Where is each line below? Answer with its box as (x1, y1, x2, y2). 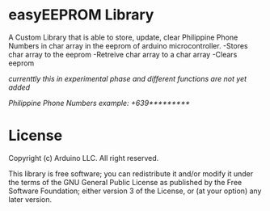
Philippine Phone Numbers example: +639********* (8, 98, 190, 108)
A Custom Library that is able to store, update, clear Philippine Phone (8, 32, 238, 42)
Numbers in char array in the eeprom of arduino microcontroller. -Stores (8, 40, 248, 50)
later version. (8, 194, 53, 204)
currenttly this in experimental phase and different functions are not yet (8, 74, 247, 83)
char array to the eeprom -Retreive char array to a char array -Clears (8, 49, 238, 59)
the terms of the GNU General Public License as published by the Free (8, 177, 243, 187)
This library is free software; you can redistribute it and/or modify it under (8, 168, 254, 179)
